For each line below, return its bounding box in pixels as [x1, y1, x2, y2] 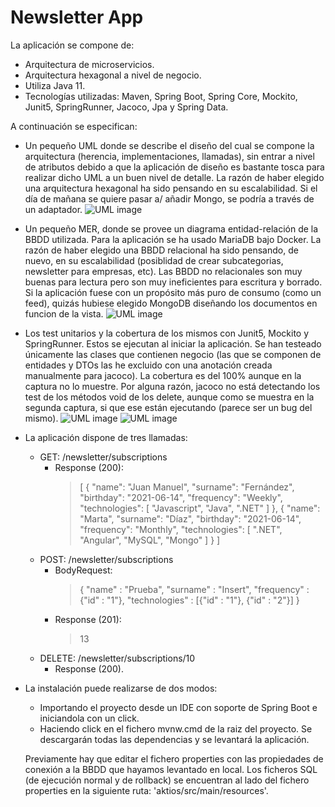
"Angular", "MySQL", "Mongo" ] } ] [79, 534, 221, 546]
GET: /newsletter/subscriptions [39, 451, 168, 463]
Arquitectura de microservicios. [24, 58, 155, 70]
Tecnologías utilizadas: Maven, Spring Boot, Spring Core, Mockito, [24, 90, 298, 102]
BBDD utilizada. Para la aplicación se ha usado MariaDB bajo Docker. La [24, 233, 322, 245]
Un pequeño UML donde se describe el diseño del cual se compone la [24, 139, 315, 151]
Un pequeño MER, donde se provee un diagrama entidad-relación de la [24, 222, 319, 235]
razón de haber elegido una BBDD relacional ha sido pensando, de [24, 244, 299, 256]
